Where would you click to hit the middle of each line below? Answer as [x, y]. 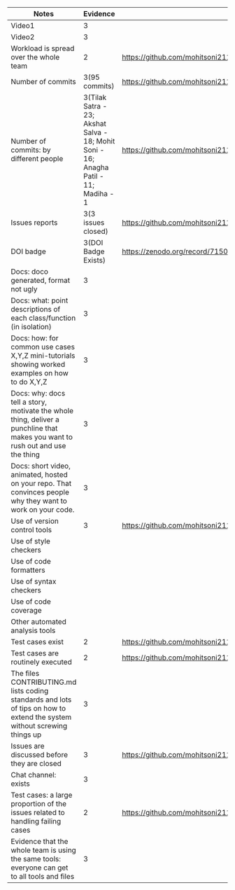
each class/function [43, 318]
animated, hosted [39, 474]
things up [26, 735]
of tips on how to [38, 708]
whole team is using [44, 850]
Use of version [35, 521]
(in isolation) [31, 327]
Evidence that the [40, 841]
